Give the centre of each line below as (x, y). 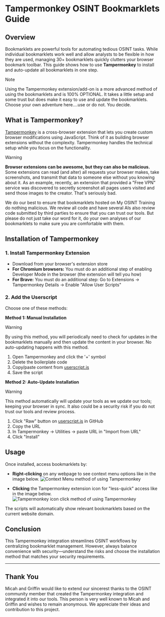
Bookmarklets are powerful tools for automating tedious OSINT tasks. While (82, 49)
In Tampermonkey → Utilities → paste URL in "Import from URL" (76, 431)
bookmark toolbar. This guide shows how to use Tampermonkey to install (80, 65)
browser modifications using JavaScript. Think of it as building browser (77, 137)
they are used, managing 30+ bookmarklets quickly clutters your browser (79, 59)
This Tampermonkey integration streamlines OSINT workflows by (71, 541)
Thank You (22, 577)
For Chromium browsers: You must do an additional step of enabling (82, 269)
